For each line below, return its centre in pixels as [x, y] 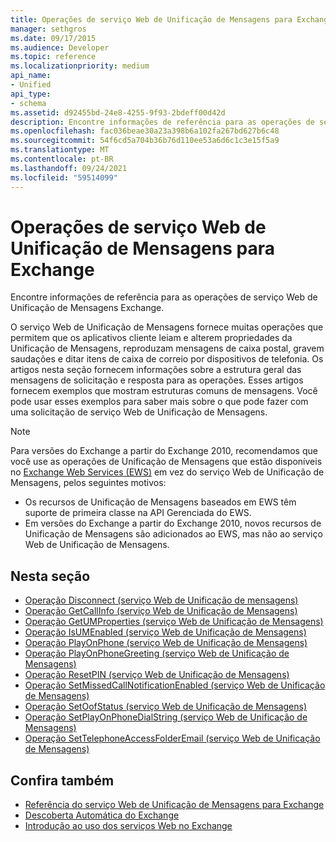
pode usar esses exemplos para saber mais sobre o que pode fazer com [159, 402]
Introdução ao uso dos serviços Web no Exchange [128, 826]
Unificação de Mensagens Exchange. [87, 308]
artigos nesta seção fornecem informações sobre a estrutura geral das [156, 370]
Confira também [62, 780]
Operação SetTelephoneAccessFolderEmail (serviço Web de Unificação [172, 738]
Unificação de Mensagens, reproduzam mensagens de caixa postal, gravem [167, 348]
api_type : [31, 94]
